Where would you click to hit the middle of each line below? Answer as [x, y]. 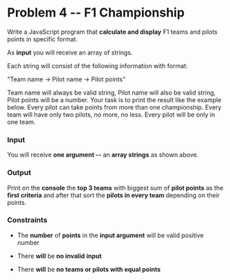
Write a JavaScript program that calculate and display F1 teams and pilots [113, 32]
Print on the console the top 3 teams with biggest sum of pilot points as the [115, 188]
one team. [21, 121]
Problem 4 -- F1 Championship [96, 13]
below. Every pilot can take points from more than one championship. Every [114, 107]
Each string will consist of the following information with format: [97, 66]
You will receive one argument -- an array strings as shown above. [103, 155]
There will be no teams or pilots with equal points [89, 269]
